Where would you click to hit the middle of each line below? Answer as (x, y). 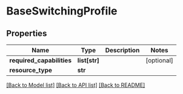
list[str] (88, 60)
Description (122, 50)
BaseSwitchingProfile (62, 11)
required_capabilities (40, 60)
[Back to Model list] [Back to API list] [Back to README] (76, 85)
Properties (27, 33)
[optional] (159, 60)
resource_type (31, 70)
